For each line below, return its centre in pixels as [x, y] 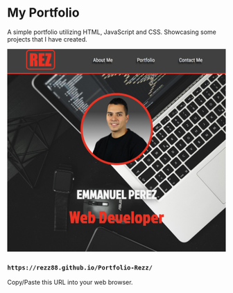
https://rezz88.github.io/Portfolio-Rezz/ [80, 267]
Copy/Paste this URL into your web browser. [70, 283]
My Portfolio [43, 13]
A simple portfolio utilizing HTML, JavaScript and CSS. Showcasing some [112, 32]
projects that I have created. [48, 39]
